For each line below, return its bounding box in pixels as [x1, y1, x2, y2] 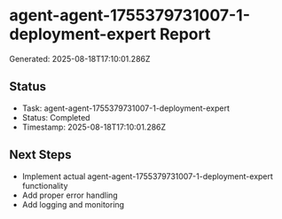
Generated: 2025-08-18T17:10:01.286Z [9, 53, 151, 64]
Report [159, 24, 211, 44]
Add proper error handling [21, 190, 118, 200]
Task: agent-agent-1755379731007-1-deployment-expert [21, 103, 231, 113]
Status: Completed [21, 112, 90, 122]
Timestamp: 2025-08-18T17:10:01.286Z [21, 121, 167, 132]
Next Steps [9, 147, 72, 162]
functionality [21, 180, 68, 191]
